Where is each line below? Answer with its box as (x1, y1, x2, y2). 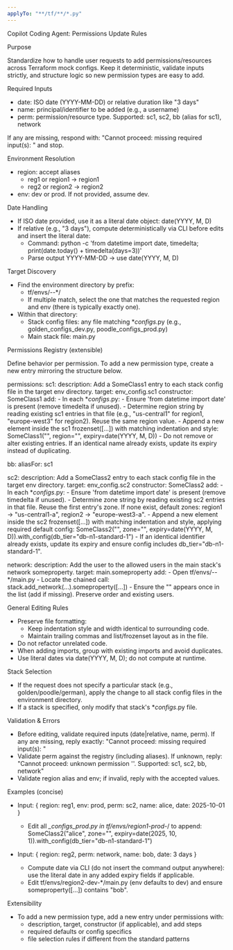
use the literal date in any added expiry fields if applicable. (27, 871, 195, 879)
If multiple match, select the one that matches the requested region (27, 295, 220, 303)
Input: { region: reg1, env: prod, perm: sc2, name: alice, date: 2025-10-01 (17, 801, 225, 809)
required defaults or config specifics (27, 927, 132, 935)
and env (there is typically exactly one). (27, 303, 141, 311)
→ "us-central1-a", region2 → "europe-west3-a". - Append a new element (7, 510, 218, 518)
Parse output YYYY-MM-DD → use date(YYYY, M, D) (27, 253, 179, 262)
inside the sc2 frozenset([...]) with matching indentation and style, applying (7, 517, 222, 526)
